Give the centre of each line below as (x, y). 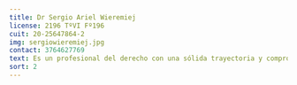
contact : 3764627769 (47, 50)
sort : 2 (23, 67)
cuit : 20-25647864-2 (47, 34)
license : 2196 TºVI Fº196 (57, 26)
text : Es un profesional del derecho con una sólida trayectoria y (136, 58)
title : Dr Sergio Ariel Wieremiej (73, 17)
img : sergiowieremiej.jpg (57, 42)
